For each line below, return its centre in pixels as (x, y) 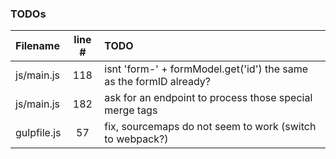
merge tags (131, 110)
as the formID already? (157, 82)
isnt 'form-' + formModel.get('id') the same (206, 69)
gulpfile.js (38, 133)
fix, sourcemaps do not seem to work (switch (210, 127)
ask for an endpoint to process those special (208, 98)
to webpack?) (136, 139)
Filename (37, 46)
